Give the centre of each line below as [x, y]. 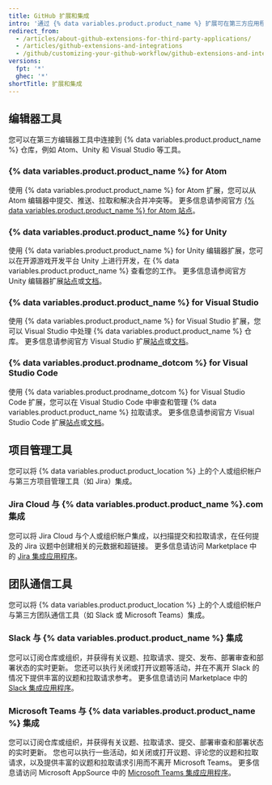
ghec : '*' [32, 76]
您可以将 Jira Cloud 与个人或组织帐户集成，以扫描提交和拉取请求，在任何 [130, 535]
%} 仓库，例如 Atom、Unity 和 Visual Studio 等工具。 [97, 150]
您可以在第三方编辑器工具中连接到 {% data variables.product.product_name [135, 139]
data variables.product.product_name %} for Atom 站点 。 [104, 210]
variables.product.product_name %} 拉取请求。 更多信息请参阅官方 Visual [132, 412]
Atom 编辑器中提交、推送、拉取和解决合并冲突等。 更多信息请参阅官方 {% [132, 200]
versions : [25, 62]
